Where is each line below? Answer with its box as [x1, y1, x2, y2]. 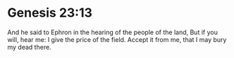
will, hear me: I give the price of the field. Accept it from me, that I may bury [7, 35, 227, 43]
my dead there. [7, 43, 51, 51]
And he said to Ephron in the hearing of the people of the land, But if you [7, 28, 218, 36]
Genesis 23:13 [7, 5, 93, 21]
